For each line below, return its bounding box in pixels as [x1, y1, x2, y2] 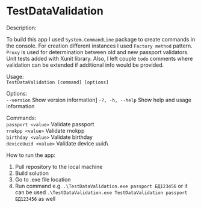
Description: [6, 24, 37, 31]
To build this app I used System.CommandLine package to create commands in [6, 35, 196, 43]
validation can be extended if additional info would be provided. [6, 61, 164, 69]
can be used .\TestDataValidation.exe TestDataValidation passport [14, 188, 188, 196]
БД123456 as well [14, 195, 56, 202]
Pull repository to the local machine [14, 163, 103, 170]
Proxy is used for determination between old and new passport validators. [6, 48, 189, 55]
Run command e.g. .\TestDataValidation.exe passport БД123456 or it [14, 182, 188, 189]
